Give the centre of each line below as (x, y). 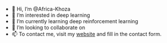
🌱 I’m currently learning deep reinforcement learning (75, 21)
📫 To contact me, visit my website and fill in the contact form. (87, 34)
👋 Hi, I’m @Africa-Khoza (41, 9)
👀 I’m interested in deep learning (51, 15)
